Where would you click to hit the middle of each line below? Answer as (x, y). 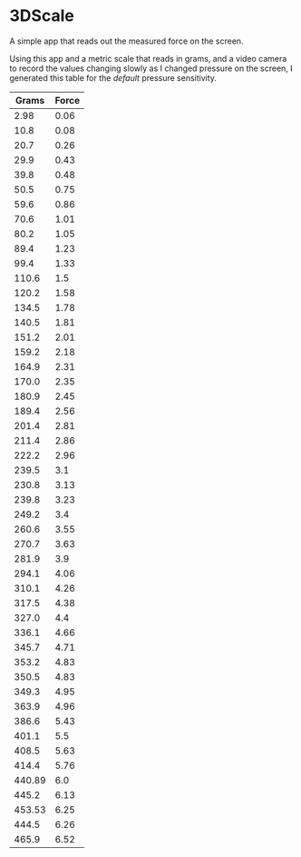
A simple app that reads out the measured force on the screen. (126, 41)
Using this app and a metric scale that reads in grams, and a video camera (148, 58)
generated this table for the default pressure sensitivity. (113, 77)
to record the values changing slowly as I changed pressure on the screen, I (151, 68)
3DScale (42, 16)
